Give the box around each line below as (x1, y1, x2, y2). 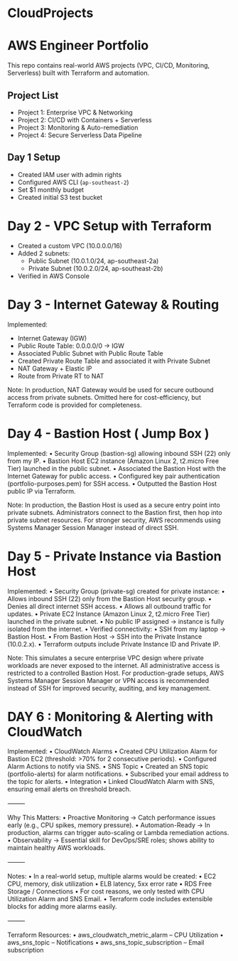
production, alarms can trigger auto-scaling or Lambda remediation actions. (7, 829, 229, 837)
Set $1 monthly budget (17, 185, 84, 193)
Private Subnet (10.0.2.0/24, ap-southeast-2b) (28, 264, 163, 272)
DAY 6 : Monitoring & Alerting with (7, 708, 214, 725)
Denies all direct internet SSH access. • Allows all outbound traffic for (7, 602, 211, 610)
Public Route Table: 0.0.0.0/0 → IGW (17, 341, 124, 350)
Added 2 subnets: (17, 249, 70, 257)
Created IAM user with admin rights (17, 170, 122, 179)
